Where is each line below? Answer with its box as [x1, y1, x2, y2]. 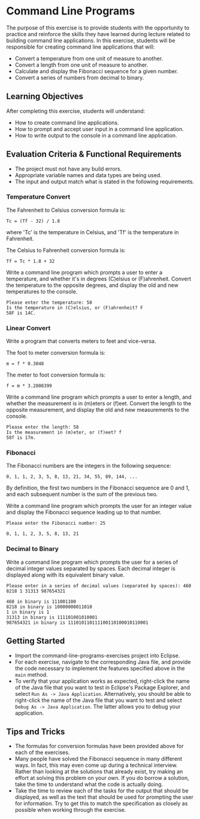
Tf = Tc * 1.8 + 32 [6, 258, 55, 264]
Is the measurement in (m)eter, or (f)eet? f [6, 429, 122, 436]
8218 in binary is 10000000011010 [6, 603, 93, 610]
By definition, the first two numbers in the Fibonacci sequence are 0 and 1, [6, 485, 190, 492]
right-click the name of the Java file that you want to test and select [14, 697, 183, 704]
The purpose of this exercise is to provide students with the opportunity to [6, 24, 190, 31]
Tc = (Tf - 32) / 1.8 [6, 218, 60, 224]
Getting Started [6, 636, 65, 646]
